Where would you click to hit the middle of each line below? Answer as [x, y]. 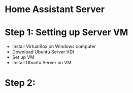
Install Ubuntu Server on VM [42, 63]
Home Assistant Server [55, 9]
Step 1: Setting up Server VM [66, 33]
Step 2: [20, 83]
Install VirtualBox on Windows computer [54, 46]
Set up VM [23, 57]
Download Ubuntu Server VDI [43, 52]
